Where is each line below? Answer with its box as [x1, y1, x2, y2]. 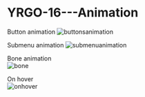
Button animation [7, 28, 56, 36]
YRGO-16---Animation [7, 5, 139, 21]
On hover [7, 74, 34, 83]
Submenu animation [7, 41, 64, 49]
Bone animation [7, 54, 52, 63]
